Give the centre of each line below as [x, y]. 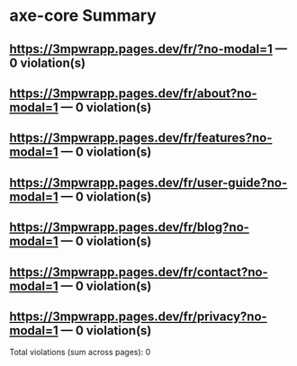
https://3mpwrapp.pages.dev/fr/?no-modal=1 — [148, 49]
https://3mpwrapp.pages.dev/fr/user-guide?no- [148, 182]
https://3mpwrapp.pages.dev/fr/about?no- [134, 93]
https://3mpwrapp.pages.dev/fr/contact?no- [139, 272]
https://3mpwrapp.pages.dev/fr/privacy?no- [138, 316]
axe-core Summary [83, 16]
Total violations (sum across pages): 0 [80, 353]
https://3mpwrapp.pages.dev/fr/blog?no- [130, 227]
